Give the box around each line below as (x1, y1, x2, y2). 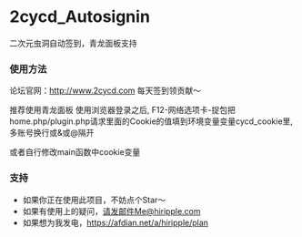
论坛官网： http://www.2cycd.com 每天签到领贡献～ (9, 85, 202, 97)
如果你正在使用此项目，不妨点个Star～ (22, 194, 166, 205)
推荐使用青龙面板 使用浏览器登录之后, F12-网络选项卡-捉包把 (9, 105, 237, 116)
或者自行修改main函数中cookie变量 (9, 147, 141, 158)
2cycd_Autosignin (9, 6, 150, 27)
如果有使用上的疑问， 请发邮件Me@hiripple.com (22, 205, 201, 216)
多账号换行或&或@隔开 (9, 128, 95, 139)
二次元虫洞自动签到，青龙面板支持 (9, 37, 137, 48)
